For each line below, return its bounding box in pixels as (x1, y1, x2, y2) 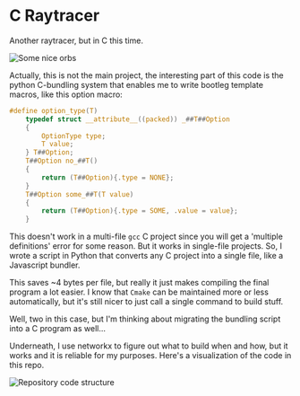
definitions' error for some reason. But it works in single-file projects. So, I (9, 241, 282, 251)
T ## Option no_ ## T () (25, 156, 99, 166)
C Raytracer (9, 5, 100, 26)
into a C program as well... (9, 323, 106, 334)
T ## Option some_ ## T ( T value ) (25, 189, 134, 198)
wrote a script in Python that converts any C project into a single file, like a (9, 251, 284, 261)
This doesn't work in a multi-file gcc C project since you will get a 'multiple (9, 231, 284, 242)
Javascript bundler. (9, 260, 81, 270)
